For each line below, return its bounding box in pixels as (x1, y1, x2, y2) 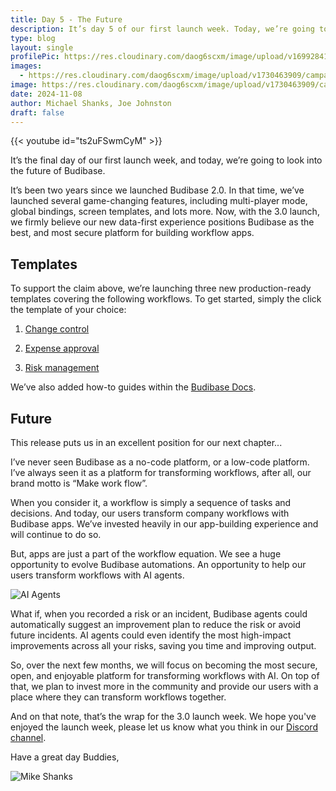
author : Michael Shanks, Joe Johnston (10, 98, 172, 108)
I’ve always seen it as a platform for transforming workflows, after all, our (10, 467, 312, 478)
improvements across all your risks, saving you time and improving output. (10, 640, 317, 651)
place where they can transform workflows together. (10, 691, 227, 703)
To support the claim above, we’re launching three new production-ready (10, 282, 312, 295)
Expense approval (24, 342, 100, 355)
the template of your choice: (10, 304, 127, 316)
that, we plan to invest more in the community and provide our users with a (10, 681, 319, 692)
